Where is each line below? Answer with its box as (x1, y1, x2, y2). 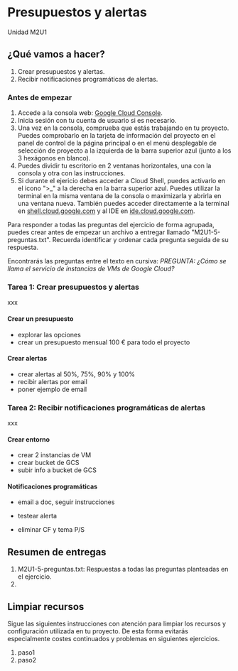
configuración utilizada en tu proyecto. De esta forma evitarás (7, 627, 188, 635)
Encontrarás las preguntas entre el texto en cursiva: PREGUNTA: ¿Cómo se (7, 257, 227, 266)
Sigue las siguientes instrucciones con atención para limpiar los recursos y (7, 619, 226, 628)
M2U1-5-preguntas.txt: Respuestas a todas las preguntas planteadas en (17, 565, 229, 574)
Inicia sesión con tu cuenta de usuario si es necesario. (17, 116, 177, 125)
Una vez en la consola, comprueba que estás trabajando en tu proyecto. (17, 124, 229, 132)
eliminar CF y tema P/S (17, 525, 85, 534)
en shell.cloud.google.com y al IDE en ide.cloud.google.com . (17, 207, 195, 215)
